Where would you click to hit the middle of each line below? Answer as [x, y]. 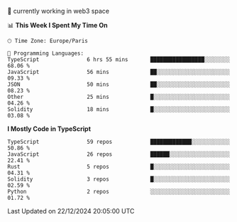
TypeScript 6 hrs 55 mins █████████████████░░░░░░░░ [119, 60]
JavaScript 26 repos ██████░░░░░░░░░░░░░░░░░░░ [119, 154]
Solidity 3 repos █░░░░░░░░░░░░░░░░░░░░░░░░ [119, 179]
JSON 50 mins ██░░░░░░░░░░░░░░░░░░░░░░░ [119, 85]
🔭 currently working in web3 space [59, 11]
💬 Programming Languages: [45, 53]
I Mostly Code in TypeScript [49, 129]
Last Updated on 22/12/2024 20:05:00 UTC [71, 211]
